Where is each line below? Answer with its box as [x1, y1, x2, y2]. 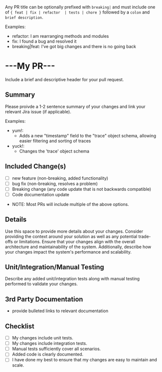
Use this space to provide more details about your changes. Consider [5, 228, 144, 234]
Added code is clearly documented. [12, 352, 84, 357]
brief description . [5, 15, 44, 20]
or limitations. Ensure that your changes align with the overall [14, 238, 135, 244]
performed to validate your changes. [5, 281, 78, 287]
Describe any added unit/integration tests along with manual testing [5, 276, 140, 282]
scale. [12, 362, 24, 368]
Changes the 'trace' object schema [19, 148, 89, 154]
